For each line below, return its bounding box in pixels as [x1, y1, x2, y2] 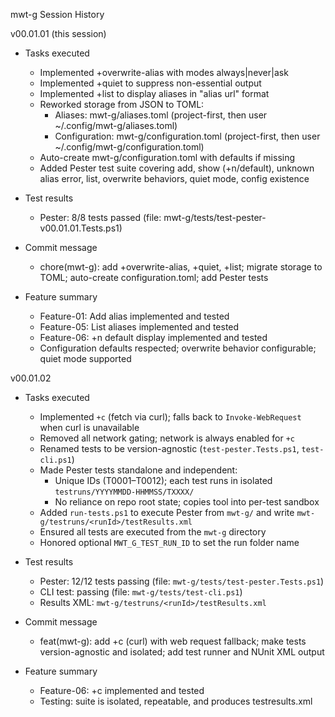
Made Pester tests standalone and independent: [39, 464, 238, 476]
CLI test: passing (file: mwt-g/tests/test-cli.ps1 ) [39, 586, 243, 598]
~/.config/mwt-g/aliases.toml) [54, 120, 178, 131]
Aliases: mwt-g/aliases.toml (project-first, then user [54, 109, 268, 121]
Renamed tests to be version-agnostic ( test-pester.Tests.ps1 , [39, 443, 300, 454]
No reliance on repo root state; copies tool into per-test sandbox [54, 496, 320, 508]
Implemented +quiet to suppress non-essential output [39, 77, 262, 89]
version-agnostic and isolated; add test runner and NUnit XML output [39, 646, 325, 658]
